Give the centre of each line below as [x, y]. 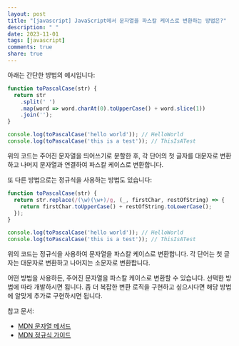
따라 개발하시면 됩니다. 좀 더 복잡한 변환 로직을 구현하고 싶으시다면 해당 [119, 287]
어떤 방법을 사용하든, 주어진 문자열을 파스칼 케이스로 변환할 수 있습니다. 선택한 [116, 278]
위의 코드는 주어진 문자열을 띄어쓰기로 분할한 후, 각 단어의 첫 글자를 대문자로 [113, 156]
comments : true [30, 47]
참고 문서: [21, 311]
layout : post [27, 14]
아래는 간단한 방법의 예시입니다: [51, 75]
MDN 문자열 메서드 [44, 326]
